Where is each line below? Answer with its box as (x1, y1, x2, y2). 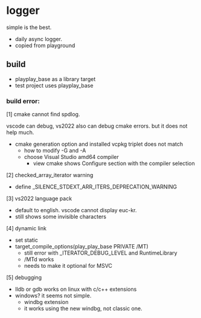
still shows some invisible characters (14, 213, 107, 221)
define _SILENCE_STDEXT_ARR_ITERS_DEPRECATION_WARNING (14, 183, 177, 190)
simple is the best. (6, 24, 52, 31)
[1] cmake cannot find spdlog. (6, 111, 80, 118)
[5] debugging (6, 274, 42, 281)
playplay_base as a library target (14, 75, 96, 82)
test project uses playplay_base (14, 82, 94, 89)
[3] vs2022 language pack (6, 195, 72, 203)
